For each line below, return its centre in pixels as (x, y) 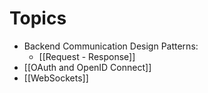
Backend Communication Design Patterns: (111, 46)
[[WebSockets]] (56, 78)
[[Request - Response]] (87, 56)
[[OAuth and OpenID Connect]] (87, 67)
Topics (38, 18)
